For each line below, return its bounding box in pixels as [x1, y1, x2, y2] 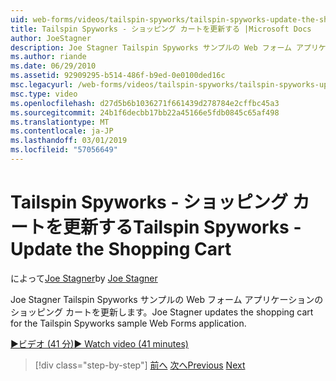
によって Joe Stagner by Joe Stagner [10, 272, 158, 284]
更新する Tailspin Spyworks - [63, 216, 302, 239]
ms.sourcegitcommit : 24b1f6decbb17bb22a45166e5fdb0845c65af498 [10, 107, 280, 118]
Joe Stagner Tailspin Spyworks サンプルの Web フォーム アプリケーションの [10, 293, 324, 305]
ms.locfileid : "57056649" [10, 145, 118, 155]
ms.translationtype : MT [10, 117, 110, 127]
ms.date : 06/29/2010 [10, 61, 97, 71]
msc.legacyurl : [10, 80, 74, 90]
